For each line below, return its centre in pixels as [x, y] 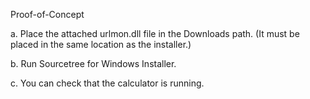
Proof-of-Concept [47, 14]
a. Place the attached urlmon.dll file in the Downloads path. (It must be [155, 33]
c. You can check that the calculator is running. [107, 83]
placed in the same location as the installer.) [101, 44]
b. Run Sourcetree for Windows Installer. [93, 63]
